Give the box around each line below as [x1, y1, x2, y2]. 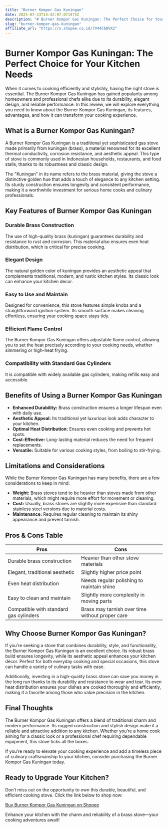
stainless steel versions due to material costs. [12, 506, 106, 512]
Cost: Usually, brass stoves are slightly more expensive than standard [12, 501, 156, 507]
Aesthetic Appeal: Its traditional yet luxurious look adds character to [12, 415, 154, 421]
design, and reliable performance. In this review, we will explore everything [5, 101, 159, 108]
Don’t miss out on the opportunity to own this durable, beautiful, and [5, 786, 146, 792]
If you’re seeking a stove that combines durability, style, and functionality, [5, 643, 157, 648]
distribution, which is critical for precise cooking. [5, 244, 106, 250]
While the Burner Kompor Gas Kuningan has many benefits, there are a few [5, 475, 160, 481]
